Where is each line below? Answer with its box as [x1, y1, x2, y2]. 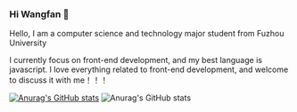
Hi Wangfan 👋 [9, 8, 70, 20]
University [9, 37, 47, 48]
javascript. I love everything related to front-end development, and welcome [9, 64, 289, 75]
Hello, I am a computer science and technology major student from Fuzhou [9, 28, 285, 39]
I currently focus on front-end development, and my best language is [9, 55, 263, 66]
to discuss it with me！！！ [9, 75, 109, 85]
